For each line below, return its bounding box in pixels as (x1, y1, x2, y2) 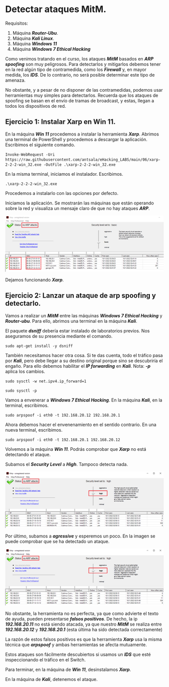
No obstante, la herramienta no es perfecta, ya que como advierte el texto (5, 610, 159, 616)
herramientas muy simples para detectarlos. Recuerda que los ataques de (5, 92, 158, 98)
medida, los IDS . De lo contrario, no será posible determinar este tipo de (5, 72, 155, 78)
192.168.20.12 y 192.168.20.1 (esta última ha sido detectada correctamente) (5, 626, 162, 633)
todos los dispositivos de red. (5, 103, 66, 109)
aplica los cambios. (5, 368, 45, 374)
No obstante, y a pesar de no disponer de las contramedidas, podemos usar (5, 87, 163, 93)
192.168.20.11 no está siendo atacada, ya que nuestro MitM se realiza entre (5, 621, 162, 627)
